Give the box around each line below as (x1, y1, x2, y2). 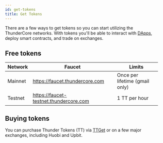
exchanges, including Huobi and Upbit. (5, 132, 82, 138)
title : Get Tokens (5, 12, 42, 16)
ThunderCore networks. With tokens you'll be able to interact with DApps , (5, 30, 152, 36)
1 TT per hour (117, 95, 149, 102)
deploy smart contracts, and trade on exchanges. (5, 35, 103, 41)
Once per (117, 72, 138, 79)
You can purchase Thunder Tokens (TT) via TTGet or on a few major (5, 127, 142, 133)
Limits (129, 64, 144, 70)
